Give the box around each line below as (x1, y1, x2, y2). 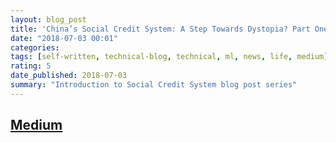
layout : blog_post (10, 14, 87, 25)
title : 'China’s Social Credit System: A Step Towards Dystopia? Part (10, 24, 311, 34)
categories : (10, 42, 60, 53)
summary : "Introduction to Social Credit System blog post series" (10, 80, 298, 90)
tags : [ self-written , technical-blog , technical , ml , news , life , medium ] (10, 52, 329, 62)
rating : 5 (10, 61, 52, 71)
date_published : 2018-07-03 (10, 71, 128, 81)
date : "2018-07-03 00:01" (10, 33, 118, 43)
